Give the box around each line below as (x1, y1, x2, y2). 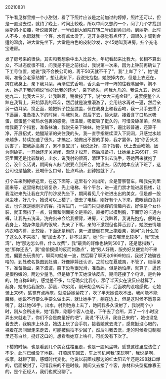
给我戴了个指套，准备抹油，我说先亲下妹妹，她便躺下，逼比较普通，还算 (5, 124, 152, 130)
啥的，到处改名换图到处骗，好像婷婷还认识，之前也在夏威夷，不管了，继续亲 (5, 259, 161, 264)
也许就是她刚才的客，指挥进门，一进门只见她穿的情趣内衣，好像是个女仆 (13, 203, 161, 209)
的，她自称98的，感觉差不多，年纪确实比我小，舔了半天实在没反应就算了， (5, 277, 158, 283)
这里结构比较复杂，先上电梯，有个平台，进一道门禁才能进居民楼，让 (22, 185, 161, 190)
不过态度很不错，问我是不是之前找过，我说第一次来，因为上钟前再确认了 (13, 62, 161, 68)
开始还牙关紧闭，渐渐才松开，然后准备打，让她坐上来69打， (31, 149, 154, 155)
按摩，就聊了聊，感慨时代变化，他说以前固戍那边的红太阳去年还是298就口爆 (5, 356, 161, 362)
